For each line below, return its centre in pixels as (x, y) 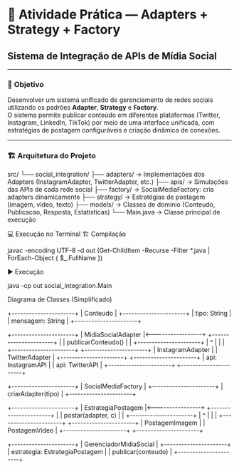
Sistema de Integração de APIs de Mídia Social (112, 56)
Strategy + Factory (64, 30)
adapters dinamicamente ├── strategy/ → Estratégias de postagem (106, 197)
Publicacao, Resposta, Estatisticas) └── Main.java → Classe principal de (114, 212)
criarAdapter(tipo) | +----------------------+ (72, 393)
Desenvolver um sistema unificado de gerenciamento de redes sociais (110, 100)
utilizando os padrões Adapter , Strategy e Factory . (83, 108)
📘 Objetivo (26, 84)
